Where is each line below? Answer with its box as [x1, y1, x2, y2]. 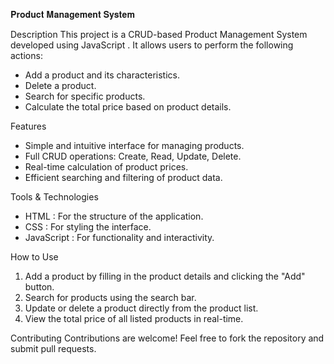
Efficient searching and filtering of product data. [24, 172, 223, 183]
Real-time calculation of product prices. [24, 161, 189, 173]
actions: [10, 50, 43, 61]
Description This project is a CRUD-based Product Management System [10, 29, 308, 40]
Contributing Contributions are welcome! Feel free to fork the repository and [10, 332, 325, 344]
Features [10, 120, 47, 132]
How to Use [10, 251, 59, 263]
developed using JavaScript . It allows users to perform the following [10, 39, 294, 51]
